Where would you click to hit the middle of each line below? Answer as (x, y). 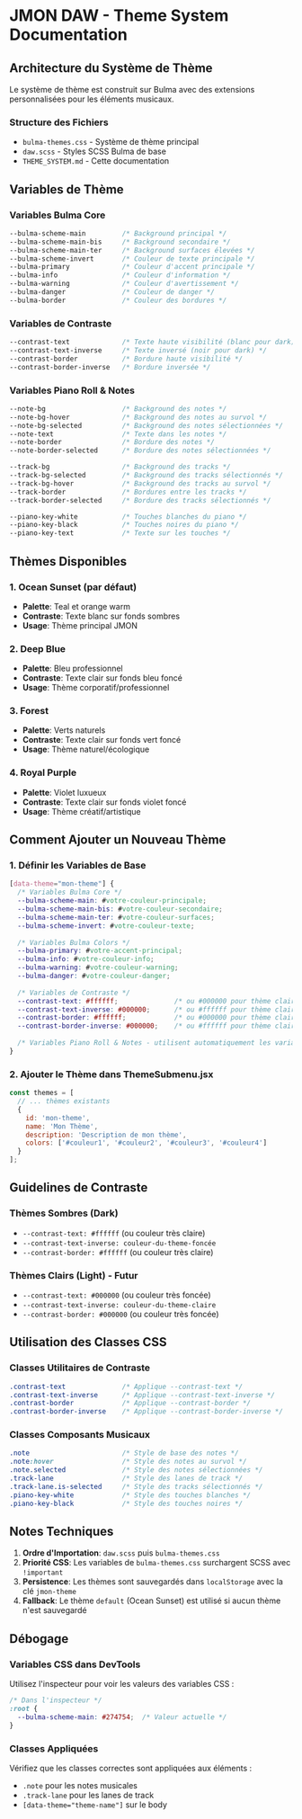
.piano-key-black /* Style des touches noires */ (126, 1503)
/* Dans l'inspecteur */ (56, 1700)
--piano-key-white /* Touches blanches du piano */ (128, 517)
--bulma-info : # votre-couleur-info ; (86, 959)
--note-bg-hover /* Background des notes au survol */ (138, 417)
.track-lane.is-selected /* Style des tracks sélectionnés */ (136, 1486)
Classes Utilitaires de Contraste (80, 1368)
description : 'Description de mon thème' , (106, 1135)
